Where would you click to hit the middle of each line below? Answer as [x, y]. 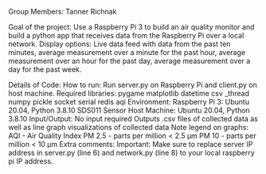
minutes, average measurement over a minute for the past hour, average [127, 52]
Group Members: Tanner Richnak [63, 12]
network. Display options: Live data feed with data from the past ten [119, 44]
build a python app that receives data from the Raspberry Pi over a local [126, 36]
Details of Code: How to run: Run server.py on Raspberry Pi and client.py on [133, 85]
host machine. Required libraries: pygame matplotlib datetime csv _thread [129, 93]
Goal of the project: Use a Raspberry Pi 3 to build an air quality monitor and [131, 27]
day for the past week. [45, 69]
